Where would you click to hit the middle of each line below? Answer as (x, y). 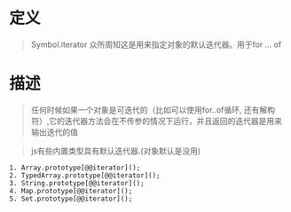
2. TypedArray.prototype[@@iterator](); (85, 175)
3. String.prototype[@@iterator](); (77, 183)
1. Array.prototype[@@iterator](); (75, 168)
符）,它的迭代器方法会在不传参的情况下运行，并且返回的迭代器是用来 (156, 121)
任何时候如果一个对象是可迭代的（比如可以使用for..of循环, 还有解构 (153, 110)
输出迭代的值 (54, 132)
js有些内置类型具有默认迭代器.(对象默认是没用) (116, 151)
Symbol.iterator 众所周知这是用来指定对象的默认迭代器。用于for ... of (156, 44)
